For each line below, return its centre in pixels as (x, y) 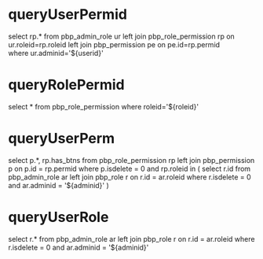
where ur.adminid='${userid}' (56, 53)
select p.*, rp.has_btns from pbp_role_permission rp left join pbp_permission (131, 160)
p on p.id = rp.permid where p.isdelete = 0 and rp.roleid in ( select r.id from (130, 168)
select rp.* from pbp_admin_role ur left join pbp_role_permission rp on (122, 36)
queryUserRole (58, 217)
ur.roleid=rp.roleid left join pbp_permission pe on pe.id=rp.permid (114, 44)
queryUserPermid (68, 15)
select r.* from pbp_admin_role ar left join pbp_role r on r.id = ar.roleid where (131, 239)
